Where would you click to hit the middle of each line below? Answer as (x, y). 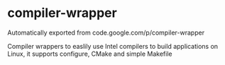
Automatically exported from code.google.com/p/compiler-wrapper (106, 32)
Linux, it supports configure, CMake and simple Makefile (90, 54)
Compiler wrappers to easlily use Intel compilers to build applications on (113, 46)
